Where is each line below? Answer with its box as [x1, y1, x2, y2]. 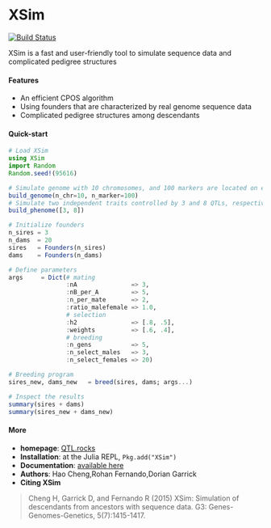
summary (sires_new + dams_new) [8, 408, 114, 416]
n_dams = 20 [8, 236, 52, 244]
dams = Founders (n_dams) [8, 251, 103, 260]
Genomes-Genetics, [27, 510, 95, 520]
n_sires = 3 [8, 229, 48, 237]
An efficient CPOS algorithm [19, 93, 115, 103]
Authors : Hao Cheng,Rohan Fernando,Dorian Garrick [19, 469, 198, 479]
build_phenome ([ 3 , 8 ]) [8, 206, 85, 215]
